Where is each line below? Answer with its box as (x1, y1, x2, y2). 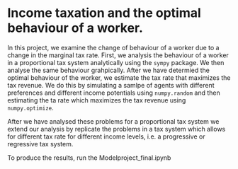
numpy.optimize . (7, 103, 55, 112)
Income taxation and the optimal (7, 5, 202, 21)
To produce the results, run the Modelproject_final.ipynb (7, 153, 171, 162)
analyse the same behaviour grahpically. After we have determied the (7, 66, 210, 74)
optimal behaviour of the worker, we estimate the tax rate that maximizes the (7, 73, 231, 82)
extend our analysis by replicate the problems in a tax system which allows (7, 124, 226, 133)
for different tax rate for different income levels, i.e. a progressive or (7, 132, 205, 141)
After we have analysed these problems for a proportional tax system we (7, 117, 220, 125)
